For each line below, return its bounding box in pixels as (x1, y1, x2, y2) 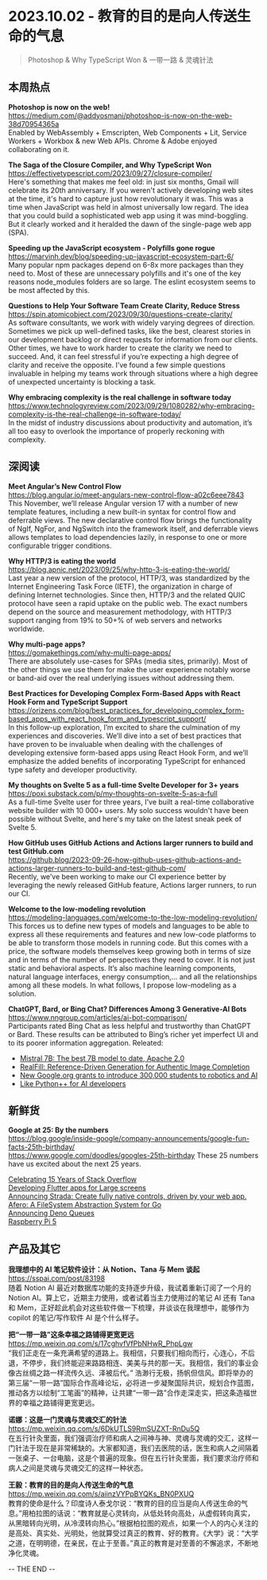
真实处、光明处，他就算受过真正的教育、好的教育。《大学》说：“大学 (35, 1528, 259, 1538)
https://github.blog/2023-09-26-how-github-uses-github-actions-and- (8, 855, 242, 864)
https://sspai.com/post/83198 (8, 1273, 106, 1283)
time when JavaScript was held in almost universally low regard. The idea (8, 202, 249, 212)
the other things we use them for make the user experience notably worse (8, 664, 251, 674)
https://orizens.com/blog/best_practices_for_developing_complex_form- (8, 706, 245, 715)
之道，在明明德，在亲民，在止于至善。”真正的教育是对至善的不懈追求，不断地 (8, 1539, 259, 1548)
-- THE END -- (8, 1564, 56, 1574)
